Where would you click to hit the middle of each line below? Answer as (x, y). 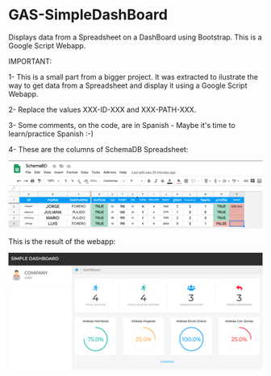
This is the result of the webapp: (62, 242)
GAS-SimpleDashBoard (88, 15)
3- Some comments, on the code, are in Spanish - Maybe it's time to (122, 125)
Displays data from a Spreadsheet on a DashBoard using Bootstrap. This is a (135, 37)
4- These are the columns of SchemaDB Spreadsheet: (98, 149)
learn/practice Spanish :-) (51, 134)
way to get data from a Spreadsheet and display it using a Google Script (128, 85)
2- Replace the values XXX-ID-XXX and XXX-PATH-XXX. (102, 109)
